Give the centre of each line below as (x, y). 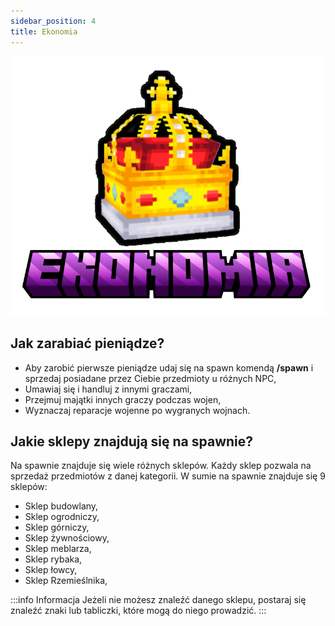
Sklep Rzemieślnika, (66, 581)
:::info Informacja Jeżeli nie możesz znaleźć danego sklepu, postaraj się (158, 600)
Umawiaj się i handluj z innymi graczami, (108, 389)
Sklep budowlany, (61, 506)
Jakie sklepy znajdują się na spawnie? (132, 441)
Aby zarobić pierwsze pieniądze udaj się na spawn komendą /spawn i (169, 367)
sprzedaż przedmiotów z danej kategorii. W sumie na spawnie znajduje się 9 (168, 476)
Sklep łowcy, (51, 570)
